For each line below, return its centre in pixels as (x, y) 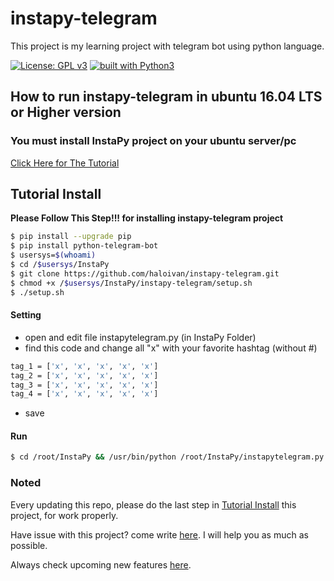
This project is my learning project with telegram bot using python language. (167, 46)
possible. (29, 545)
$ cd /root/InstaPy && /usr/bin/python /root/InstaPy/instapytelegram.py (167, 457)
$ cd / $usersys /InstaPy (60, 265)
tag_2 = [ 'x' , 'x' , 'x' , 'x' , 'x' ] (84, 375)
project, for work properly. (64, 515)
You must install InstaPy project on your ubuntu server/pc (153, 141)
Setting (26, 315)
